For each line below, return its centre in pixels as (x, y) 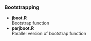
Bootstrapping (22, 7)
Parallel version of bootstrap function (49, 34)
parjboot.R (23, 28)
